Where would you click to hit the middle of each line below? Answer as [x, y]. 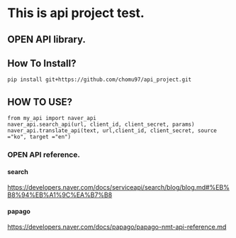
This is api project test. [76, 13]
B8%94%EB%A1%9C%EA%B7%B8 [60, 195]
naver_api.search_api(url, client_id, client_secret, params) [101, 125]
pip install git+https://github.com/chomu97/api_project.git [100, 80]
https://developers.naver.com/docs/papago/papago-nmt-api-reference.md [117, 227]
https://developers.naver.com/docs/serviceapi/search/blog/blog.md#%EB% [119, 188]
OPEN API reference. [44, 155]
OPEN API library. [47, 39]
